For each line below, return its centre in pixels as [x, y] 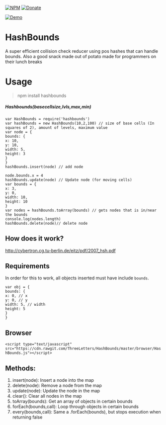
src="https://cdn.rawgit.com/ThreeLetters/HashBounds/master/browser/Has [83, 349]
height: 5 [15, 309]
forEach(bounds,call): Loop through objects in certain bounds [76, 407]
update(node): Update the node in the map [56, 391]
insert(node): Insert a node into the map [53, 380]
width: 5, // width [25, 305]
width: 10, [16, 197]
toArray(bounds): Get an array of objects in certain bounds [72, 401]
